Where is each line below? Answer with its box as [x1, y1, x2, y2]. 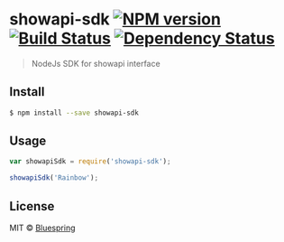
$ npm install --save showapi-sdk [9, 108, 140, 117]
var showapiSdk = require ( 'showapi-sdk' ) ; [9, 157, 171, 166]
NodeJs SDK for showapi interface [31, 58, 160, 69]
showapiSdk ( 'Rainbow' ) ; [9, 173, 99, 182]
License [9, 199, 55, 214]
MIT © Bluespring [9, 222, 76, 233]
